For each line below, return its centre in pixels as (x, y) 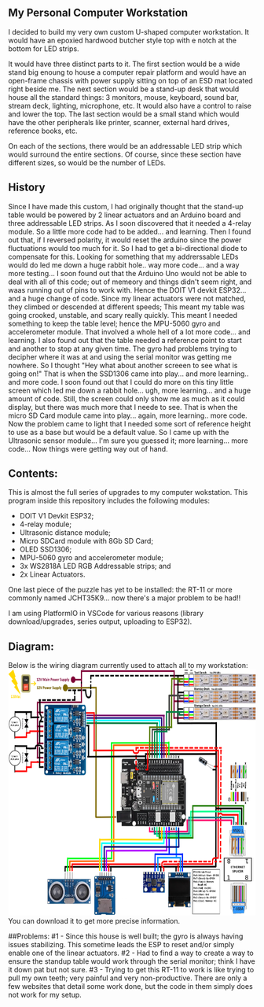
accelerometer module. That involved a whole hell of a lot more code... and (130, 332)
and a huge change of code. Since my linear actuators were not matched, (127, 298)
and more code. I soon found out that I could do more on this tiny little (121, 382)
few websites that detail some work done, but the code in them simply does (130, 987)
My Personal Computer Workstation (98, 13)
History (27, 188)
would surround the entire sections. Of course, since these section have (125, 154)
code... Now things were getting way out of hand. (88, 448)
